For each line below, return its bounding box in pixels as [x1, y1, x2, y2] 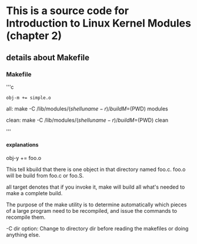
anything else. [6, 231, 41, 239]
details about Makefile [6, 52, 90, 62]
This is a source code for [6, 4, 129, 18]
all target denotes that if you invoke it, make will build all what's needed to [6, 183, 185, 190]
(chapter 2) [6, 29, 62, 42]
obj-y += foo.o [6, 155, 42, 162]
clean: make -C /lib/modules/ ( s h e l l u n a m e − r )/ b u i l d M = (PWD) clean [6, 116, 169, 123]
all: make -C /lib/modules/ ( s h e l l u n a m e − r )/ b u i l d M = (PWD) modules [6, 105, 169, 112]
